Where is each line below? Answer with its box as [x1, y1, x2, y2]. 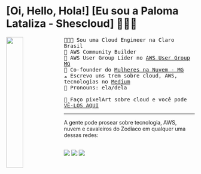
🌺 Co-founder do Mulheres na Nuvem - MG [63, 66, 184, 73]
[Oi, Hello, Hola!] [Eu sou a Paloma [6, 4, 179, 18]
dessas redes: [63, 131, 99, 138]
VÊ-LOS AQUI [63, 102, 99, 108]
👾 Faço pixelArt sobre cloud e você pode [63, 96, 187, 102]
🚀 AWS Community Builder [63, 48, 137, 55]
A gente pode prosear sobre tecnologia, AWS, [63, 119, 177, 126]
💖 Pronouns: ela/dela [63, 84, 127, 91]
